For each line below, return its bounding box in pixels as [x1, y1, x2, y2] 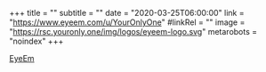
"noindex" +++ [9, 36, 64, 46]
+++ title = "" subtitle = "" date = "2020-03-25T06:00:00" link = [9, 8, 245, 18]
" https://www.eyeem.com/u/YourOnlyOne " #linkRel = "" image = [9, 17, 246, 28]
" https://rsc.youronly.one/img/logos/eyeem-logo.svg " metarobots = [9, 27, 258, 36]
